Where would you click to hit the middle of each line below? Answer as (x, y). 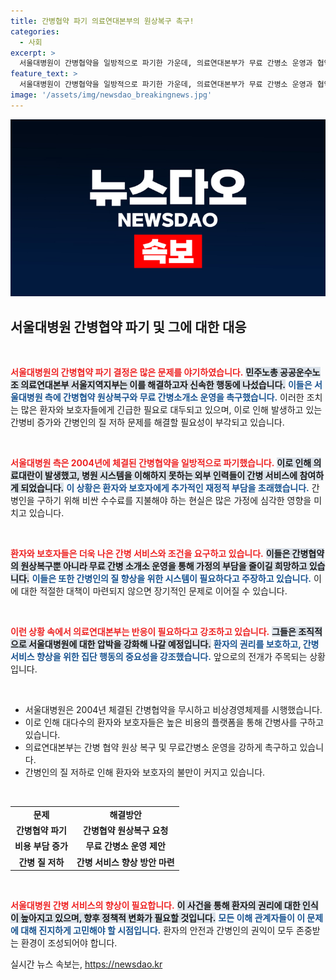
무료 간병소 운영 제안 (125, 846)
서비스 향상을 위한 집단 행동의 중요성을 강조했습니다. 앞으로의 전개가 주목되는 (159, 657)
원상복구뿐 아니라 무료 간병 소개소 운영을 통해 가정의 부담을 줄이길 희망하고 (164, 566)
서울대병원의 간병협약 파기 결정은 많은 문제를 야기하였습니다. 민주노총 (144, 372)
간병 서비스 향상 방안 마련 (125, 862)
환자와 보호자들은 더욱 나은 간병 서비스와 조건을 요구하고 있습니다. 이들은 (150, 554)
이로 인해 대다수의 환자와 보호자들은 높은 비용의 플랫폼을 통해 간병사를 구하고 (174, 722)
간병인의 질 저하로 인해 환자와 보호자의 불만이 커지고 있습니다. (145, 772)
